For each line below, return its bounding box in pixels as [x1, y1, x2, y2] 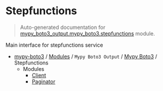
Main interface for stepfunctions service [5, 41, 103, 48]
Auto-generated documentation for [19, 24, 106, 31]
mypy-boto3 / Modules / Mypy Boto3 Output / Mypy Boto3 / [14, 53, 158, 60]
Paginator [31, 78, 56, 85]
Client [31, 71, 47, 79]
